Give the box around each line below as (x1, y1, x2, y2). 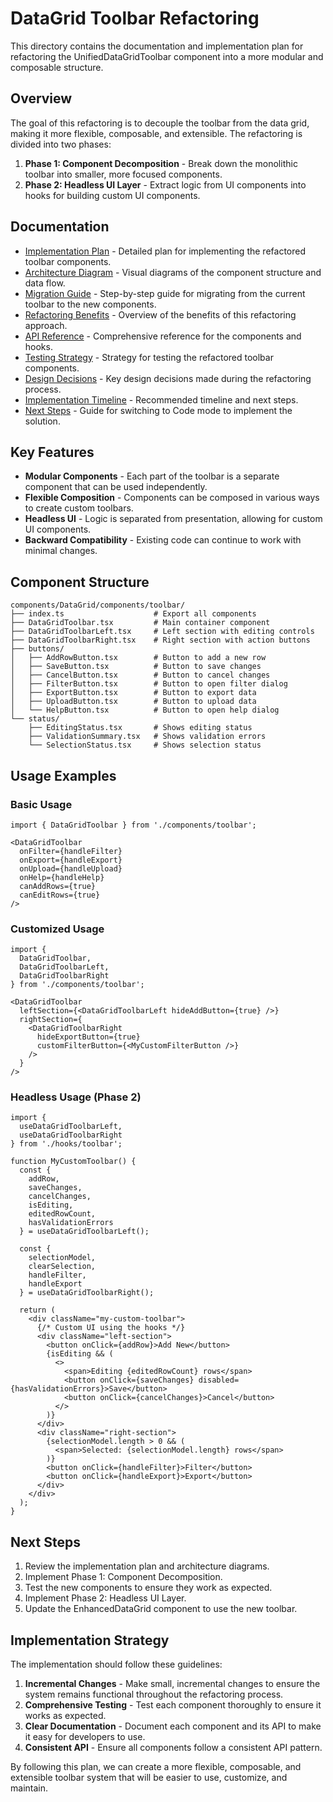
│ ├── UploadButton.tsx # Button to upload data (10, 697, 257, 707)
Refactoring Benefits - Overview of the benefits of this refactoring (24, 308, 297, 321)
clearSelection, (28, 1262, 97, 1272)
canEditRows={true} (19, 890, 101, 900)
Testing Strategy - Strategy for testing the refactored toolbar (24, 351, 274, 363)
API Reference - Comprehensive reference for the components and (24, 330, 302, 342)
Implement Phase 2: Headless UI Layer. (24, 1592, 187, 1604)
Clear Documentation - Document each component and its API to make (24, 1720, 322, 1732)
